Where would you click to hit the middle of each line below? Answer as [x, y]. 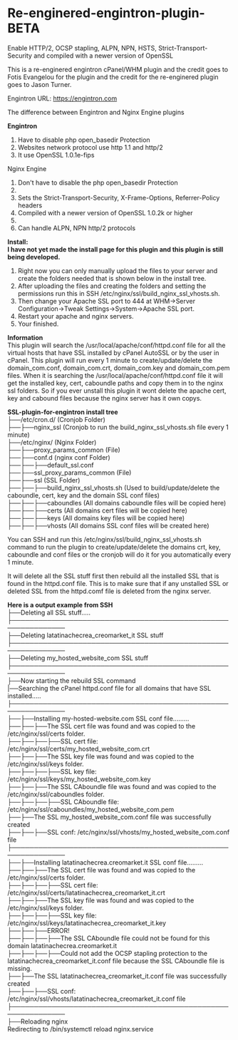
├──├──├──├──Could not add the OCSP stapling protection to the [108, 953]
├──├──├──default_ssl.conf [51, 465]
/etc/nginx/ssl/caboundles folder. [56, 794]
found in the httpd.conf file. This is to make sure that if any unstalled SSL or [118, 583]
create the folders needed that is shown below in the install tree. [112, 278]
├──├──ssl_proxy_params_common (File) [69, 473]
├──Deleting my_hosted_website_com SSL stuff [78, 658]
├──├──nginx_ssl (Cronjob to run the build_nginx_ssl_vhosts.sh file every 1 [118, 427]
